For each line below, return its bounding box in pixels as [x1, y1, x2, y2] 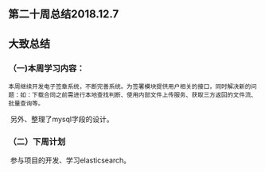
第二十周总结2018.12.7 [8, 7, 119, 21]
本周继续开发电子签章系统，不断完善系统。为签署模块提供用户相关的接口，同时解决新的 [8, 82, 251, 91]
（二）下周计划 [8, 136, 66, 147]
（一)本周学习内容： [8, 63, 85, 74]
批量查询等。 [8, 100, 45, 108]
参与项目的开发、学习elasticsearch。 [10, 155, 131, 165]
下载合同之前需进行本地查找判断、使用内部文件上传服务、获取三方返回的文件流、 [31, 91, 257, 99]
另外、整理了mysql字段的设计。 [10, 114, 114, 124]
